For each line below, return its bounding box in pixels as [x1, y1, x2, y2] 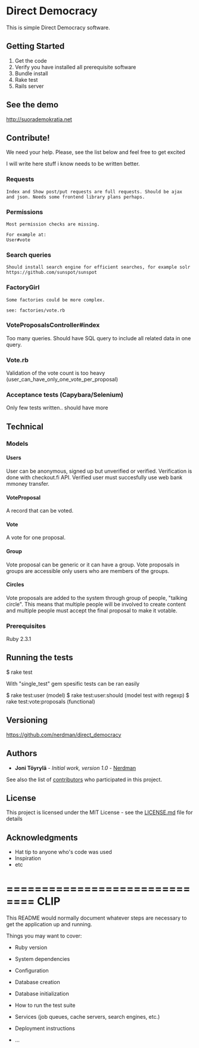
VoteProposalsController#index [6, 321, 100, 329]
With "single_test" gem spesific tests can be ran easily [6, 680, 140, 687]
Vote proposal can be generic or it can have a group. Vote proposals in [6, 561, 180, 568]
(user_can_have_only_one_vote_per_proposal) [6, 376, 119, 383]
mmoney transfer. [6, 480, 49, 487]
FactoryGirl [6, 283, 40, 292]
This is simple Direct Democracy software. [6, 24, 110, 31]
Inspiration [14, 855, 41, 862]
